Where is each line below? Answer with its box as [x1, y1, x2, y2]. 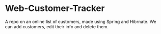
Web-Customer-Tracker [5, 3, 105, 14]
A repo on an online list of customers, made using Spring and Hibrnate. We [5, 19, 157, 24]
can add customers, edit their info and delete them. [5, 23, 109, 29]
